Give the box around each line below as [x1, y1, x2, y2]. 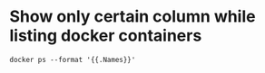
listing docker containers [9, 25, 202, 46]
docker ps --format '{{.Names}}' [9, 55, 136, 64]
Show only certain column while [9, 6, 256, 27]
